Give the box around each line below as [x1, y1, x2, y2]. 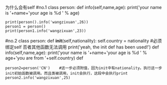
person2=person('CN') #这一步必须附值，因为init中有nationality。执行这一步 [5, 65, 162, 70]
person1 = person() [5, 24, 46, 29]
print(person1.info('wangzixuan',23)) [5, 28, 86, 33]
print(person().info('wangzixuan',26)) [5, 19, 89, 24]
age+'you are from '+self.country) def [5, 55, 84, 61]
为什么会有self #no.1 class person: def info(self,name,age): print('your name [5, 4, 162, 10]
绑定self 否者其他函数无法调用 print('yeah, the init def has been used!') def [5, 44, 159, 50]
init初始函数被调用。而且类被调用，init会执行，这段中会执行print [5, 71, 128, 76]
